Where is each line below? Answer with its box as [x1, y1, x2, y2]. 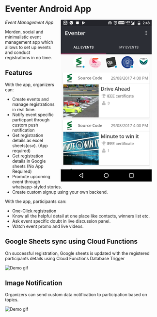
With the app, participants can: [5, 198, 67, 204]
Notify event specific [12, 112, 54, 117]
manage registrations [12, 101, 55, 107]
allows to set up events [5, 44, 51, 50]
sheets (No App [12, 163, 44, 169]
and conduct [5, 50, 31, 55]
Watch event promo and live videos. [12, 223, 84, 229]
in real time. [12, 106, 36, 112]
